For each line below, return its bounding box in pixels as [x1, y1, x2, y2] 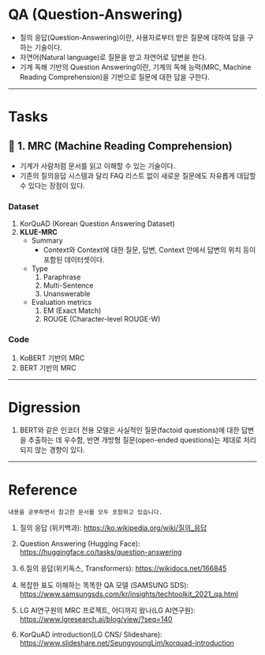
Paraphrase [43, 273, 81, 282]
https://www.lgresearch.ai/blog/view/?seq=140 [19, 615, 173, 624]
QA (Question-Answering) [8, 6, 183, 24]
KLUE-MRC [19, 228, 58, 237]
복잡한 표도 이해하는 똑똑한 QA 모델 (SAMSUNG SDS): [19, 581, 189, 590]
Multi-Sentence [43, 280, 94, 290]
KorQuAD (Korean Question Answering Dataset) [19, 219, 175, 228]
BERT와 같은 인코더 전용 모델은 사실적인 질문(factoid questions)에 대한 [19, 425, 240, 435]
